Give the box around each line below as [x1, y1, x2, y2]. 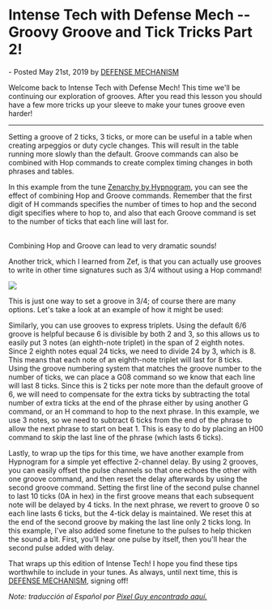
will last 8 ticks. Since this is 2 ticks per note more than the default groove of [8, 380, 264, 390]
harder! [8, 108, 33, 118]
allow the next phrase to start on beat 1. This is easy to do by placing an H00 [8, 423, 264, 433]
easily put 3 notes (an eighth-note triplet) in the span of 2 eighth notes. [8, 337, 245, 347]
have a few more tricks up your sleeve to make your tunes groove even [8, 100, 245, 109]
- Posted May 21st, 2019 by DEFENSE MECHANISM [8, 66, 180, 76]
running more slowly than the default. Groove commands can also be [8, 148, 239, 159]
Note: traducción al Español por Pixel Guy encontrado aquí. [8, 591, 208, 601]
